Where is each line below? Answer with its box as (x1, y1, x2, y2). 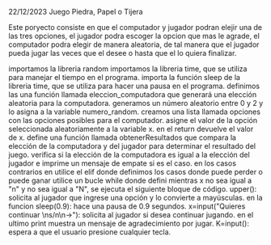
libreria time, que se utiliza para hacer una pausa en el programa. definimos (8, 81, 260, 91)
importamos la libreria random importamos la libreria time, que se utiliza (8, 64, 248, 74)
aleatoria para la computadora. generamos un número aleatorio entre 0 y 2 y (8, 99, 264, 108)
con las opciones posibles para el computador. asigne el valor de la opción (8, 116, 257, 125)
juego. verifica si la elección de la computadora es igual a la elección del (8, 150, 251, 159)
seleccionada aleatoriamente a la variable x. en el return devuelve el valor (8, 125, 254, 133)
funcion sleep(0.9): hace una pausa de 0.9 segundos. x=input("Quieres (8, 201, 246, 211)
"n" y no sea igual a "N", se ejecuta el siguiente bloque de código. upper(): (8, 184, 257, 193)
